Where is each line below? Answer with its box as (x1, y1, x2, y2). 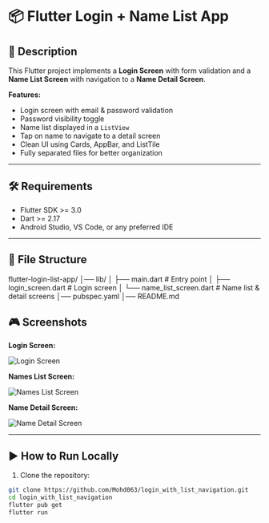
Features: (8, 90, 42, 99)
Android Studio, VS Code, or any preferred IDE (19, 222, 174, 232)
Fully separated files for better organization (19, 148, 163, 157)
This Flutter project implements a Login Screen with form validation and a (8, 66, 251, 75)
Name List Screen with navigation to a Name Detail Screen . (8, 75, 206, 83)
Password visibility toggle (19, 114, 105, 124)
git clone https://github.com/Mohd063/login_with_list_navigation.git (8, 486, 249, 494)
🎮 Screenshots (8, 315, 88, 330)
